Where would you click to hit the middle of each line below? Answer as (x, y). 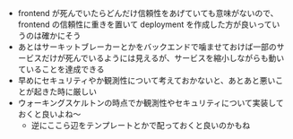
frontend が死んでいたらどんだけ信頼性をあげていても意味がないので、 (148, 13)
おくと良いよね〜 (49, 114)
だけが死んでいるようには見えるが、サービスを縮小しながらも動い (163, 58)
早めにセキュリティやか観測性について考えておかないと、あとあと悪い (146, 80)
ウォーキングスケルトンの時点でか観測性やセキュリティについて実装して (151, 103)
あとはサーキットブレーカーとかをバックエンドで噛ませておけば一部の (147, 47)
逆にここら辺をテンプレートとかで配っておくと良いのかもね (141, 125)
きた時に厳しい (69, 91)
